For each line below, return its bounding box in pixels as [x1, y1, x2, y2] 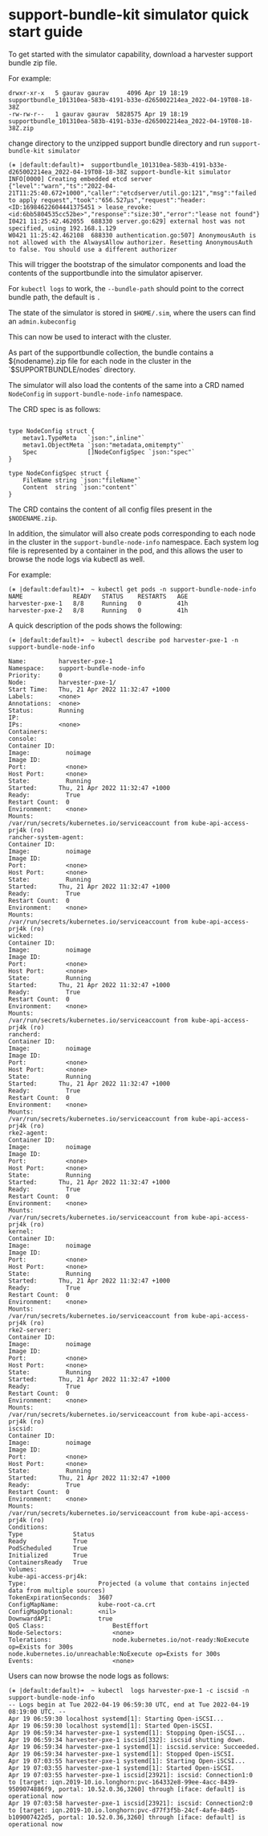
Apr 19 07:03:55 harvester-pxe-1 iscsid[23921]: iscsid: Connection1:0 [8, 1771, 253, 1779]
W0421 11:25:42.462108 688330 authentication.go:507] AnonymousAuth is [8, 231, 257, 239]
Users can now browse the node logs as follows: [8, 1671, 169, 1681]
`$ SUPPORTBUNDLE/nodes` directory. [8, 364, 136, 374]
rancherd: [8, 1030, 42, 1039]
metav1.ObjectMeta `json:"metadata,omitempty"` [22, 441, 185, 449]
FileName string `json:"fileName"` [22, 476, 142, 484]
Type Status [8, 1530, 95, 1538]
